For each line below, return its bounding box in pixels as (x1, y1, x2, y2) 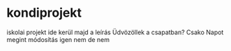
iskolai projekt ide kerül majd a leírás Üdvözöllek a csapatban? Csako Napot (6, 28, 224, 36)
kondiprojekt (6, 5, 82, 21)
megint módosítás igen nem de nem (6, 35, 110, 43)
